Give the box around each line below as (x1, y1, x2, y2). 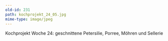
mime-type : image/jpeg (5, 16, 53, 21)
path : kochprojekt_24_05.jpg (5, 12, 66, 17)
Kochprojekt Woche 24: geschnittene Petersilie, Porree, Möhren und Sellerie (5, 30, 163, 36)
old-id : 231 (5, 7, 30, 12)
